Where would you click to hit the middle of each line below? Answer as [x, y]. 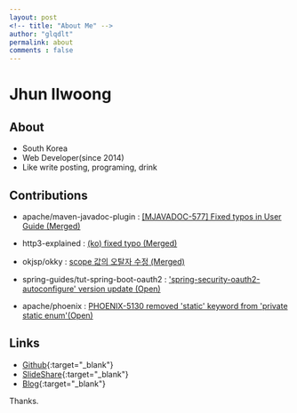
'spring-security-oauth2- [214, 279]
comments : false [41, 51]
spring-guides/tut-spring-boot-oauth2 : [94, 279]
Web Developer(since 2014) [73, 158]
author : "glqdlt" [41, 34]
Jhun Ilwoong [60, 95]
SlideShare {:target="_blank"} [75, 374]
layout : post [33, 17]
